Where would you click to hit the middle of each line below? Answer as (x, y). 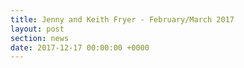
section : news (40, 38)
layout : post (37, 29)
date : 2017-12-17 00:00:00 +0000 (80, 47)
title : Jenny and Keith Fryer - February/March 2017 (122, 19)
